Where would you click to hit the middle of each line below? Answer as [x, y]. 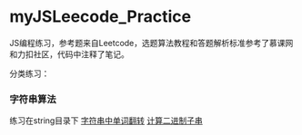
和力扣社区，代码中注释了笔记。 [69, 54]
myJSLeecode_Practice [101, 17]
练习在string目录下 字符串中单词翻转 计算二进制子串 [106, 121]
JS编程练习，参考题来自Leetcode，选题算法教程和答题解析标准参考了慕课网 [151, 43]
